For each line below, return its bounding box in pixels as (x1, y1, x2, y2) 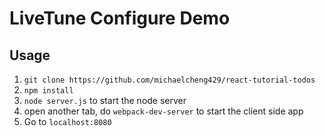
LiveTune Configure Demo (9, 7, 231, 30)
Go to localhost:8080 (23, 116, 112, 127)
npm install (23, 86, 74, 96)
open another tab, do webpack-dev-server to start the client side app (23, 105, 304, 117)
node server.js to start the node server (23, 95, 187, 106)
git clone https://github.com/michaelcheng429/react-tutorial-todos (23, 75, 316, 85)
